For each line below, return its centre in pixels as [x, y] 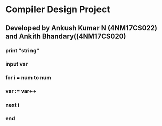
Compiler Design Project [58, 9]
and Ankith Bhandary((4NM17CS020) [66, 36]
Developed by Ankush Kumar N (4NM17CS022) [81, 28]
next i [12, 105]
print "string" [22, 50]
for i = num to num [28, 78]
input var [17, 64]
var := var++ [21, 91]
